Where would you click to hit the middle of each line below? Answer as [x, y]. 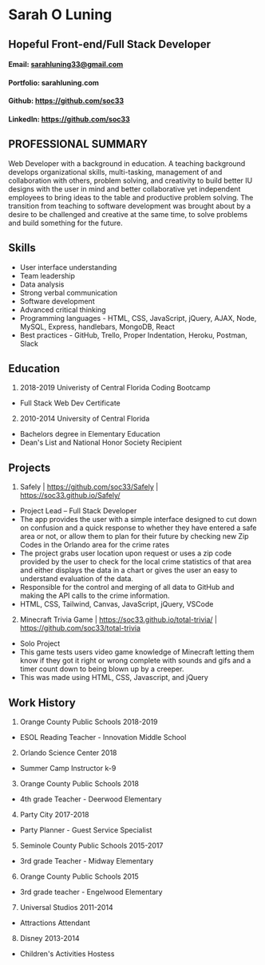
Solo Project [40, 643]
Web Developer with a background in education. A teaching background [127, 163]
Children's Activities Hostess [67, 954]
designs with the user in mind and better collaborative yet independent [125, 188]
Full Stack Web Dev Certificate [70, 403]
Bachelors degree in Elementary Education [90, 434]
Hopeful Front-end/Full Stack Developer [110, 44]
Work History [42, 703]
